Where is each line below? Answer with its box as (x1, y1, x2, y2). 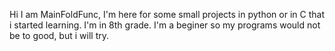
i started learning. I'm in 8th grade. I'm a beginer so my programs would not (9, 19, 321, 31)
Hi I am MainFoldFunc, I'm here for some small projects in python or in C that (9, 9, 325, 20)
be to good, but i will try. (9, 30, 109, 41)
